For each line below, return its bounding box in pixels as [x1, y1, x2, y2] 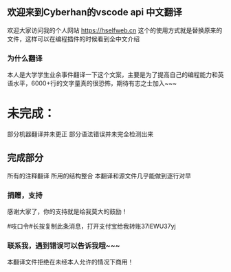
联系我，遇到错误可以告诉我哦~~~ [7, 241, 120, 251]
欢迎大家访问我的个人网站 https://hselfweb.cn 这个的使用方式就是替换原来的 [7, 26, 223, 34]
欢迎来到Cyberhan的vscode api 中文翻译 [7, 6, 182, 19]
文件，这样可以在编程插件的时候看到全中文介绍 [7, 34, 140, 43]
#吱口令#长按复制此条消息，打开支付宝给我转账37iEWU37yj [7, 222, 177, 231]
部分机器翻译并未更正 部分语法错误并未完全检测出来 [7, 130, 153, 138]
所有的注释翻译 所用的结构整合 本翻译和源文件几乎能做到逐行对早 [7, 171, 191, 180]
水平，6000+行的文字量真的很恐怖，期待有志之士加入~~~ [12, 79, 177, 87]
